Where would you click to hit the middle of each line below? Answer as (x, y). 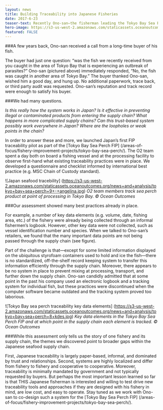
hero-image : (17, 28)
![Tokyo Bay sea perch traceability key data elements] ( (60, 306)
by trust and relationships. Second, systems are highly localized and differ (79, 361)
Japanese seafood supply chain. (38, 346)
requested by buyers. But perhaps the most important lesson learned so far (80, 376)
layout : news (18, 9)
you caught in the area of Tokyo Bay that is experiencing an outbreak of (77, 66)
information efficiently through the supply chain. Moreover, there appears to (81, 266)
